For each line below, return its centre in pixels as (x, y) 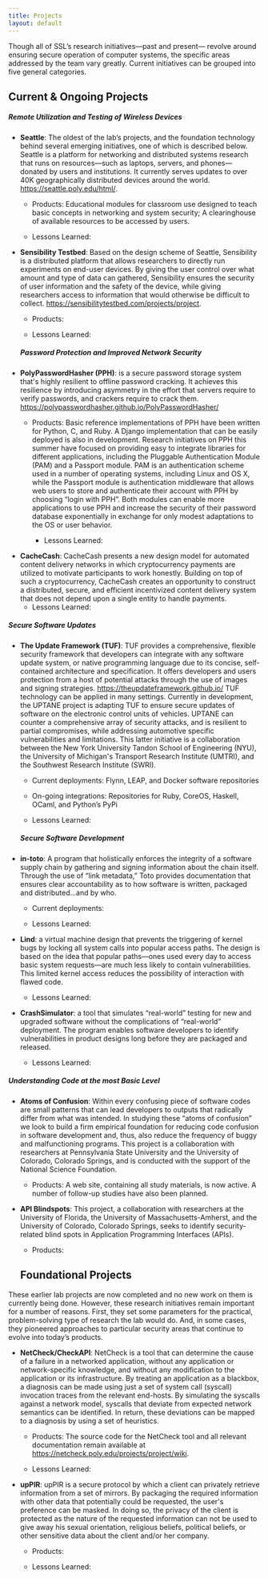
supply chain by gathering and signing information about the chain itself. (139, 867)
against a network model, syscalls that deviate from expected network (136, 1403)
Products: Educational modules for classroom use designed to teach (144, 204)
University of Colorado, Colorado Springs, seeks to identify (117, 1226)
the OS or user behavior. (72, 524)
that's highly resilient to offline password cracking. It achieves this (129, 381)
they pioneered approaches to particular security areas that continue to (126, 1329)
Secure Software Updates (52, 625)
